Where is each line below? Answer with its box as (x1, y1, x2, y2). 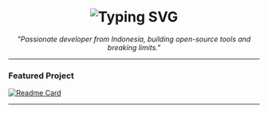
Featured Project (8, 70, 74, 81)
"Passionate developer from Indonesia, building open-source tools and (17, 34, 251, 44)
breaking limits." (107, 42, 161, 52)
